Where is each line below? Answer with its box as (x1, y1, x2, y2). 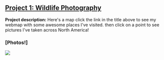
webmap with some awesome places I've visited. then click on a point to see (5, 22, 160, 28)
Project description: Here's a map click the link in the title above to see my (5, 16, 157, 22)
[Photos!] (5, 39, 28, 45)
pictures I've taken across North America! (5, 27, 89, 33)
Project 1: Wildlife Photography (5, 4, 102, 12)
